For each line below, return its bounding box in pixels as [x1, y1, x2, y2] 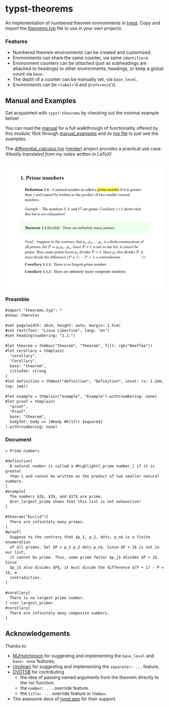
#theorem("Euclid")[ [5, 514, 49, 519]
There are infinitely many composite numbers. [10, 610, 110, 616]
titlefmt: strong [10, 368, 47, 374]
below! [5, 115, 19, 122]
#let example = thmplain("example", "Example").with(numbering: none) [5, 394, 157, 399]
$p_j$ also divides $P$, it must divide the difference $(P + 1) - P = [10, 565, 164, 570]
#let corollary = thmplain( [5, 348, 65, 354]
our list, [5, 549, 26, 555]
